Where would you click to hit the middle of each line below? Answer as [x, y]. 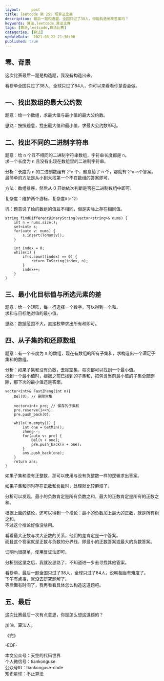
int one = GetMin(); [43, 427]
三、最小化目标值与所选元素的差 [53, 294]
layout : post [23, 10]
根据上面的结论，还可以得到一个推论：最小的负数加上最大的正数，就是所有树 [82, 513]
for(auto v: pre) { [42, 436]
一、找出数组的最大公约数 [43, 102]
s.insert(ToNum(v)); [43, 235]
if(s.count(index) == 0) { [50, 257]
